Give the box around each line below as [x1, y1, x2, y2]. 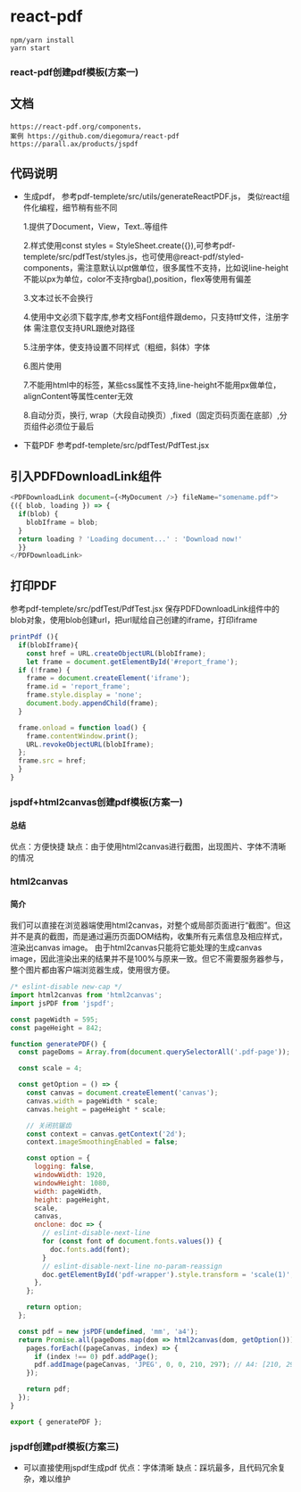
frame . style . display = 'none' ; [26, 690, 143, 700]
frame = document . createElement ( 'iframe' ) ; [26, 674, 191, 683]
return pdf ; [26, 1385, 71, 1394]
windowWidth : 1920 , [33, 1171, 106, 1179]
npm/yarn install [10, 36, 75, 45]
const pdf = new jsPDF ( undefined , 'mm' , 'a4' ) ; [18, 1327, 199, 1336]
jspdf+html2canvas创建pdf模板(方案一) [10, 796, 183, 808]
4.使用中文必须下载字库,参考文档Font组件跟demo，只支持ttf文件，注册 [22, 312, 281, 322]
